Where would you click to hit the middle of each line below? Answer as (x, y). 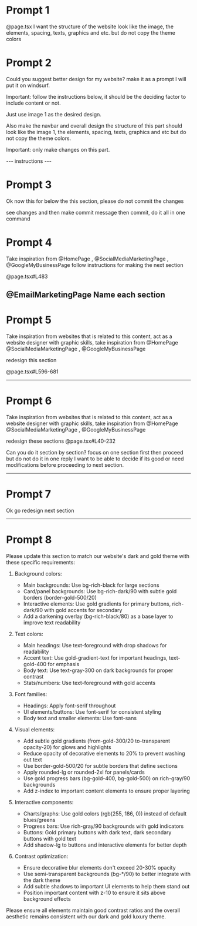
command (18, 219)
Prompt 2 (29, 63)
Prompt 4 (29, 242)
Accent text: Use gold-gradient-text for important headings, (96, 658)
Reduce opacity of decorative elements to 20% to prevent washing (104, 753)
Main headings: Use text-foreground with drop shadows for (95, 645)
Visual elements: (34, 729)
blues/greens (39, 820)
